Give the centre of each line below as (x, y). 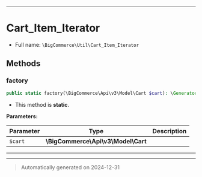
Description (170, 131)
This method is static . (42, 104)
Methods (23, 64)
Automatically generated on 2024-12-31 (70, 167)
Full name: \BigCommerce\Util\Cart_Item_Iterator (77, 44)
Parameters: (22, 116)
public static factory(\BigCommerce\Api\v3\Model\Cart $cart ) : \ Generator (102, 93)
